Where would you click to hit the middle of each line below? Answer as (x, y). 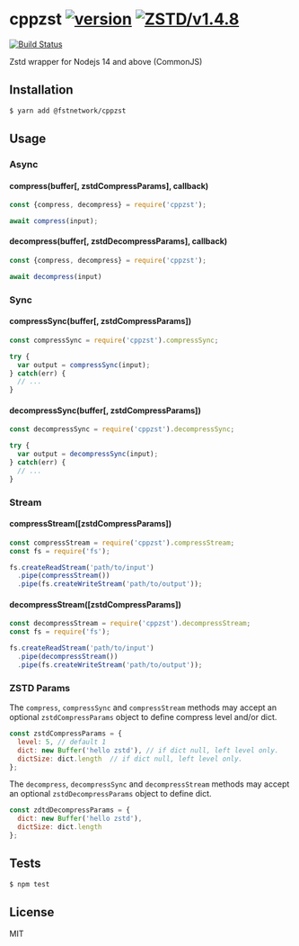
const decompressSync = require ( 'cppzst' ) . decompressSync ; (122, 429)
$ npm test (30, 884)
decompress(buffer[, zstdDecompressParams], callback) (119, 241)
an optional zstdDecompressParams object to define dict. (111, 794)
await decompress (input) (56, 276)
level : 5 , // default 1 (62, 742)
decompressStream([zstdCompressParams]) (95, 604)
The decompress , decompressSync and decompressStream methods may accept (149, 784)
